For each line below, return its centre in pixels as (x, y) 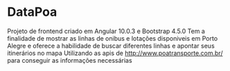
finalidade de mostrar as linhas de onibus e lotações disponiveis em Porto (113, 38)
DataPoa (32, 12)
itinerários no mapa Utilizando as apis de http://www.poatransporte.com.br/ (115, 53)
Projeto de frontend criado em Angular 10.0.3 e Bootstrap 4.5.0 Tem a (106, 31)
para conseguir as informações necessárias (70, 60)
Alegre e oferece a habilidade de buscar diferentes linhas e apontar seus (111, 45)
